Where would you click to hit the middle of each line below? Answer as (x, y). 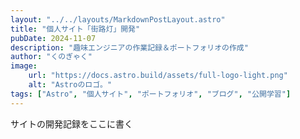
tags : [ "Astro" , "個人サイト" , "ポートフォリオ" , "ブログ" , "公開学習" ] (151, 94)
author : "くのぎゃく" (51, 57)
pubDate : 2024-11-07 (53, 38)
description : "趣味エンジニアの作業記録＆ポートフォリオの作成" (129, 47)
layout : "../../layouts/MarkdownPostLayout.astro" (118, 19)
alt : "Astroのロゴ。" (70, 85)
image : (24, 66)
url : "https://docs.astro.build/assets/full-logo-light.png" (158, 76)
